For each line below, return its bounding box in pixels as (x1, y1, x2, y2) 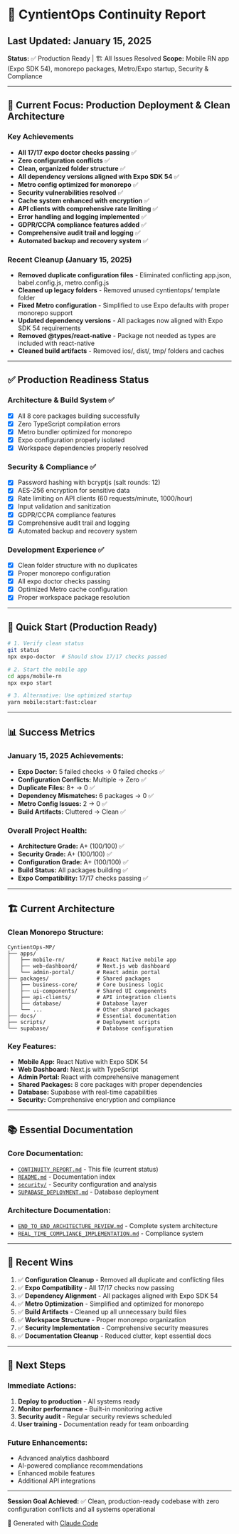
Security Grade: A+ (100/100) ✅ (17, 850, 112, 859)
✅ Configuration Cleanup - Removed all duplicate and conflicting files (17, 1275, 225, 1284)
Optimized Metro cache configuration (17, 585, 128, 594)
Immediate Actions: (7, 1381, 77, 1391)
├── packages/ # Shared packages (7, 975, 152, 982)
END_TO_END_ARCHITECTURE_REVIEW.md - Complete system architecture (17, 1222, 218, 1230)
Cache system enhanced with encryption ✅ (17, 196, 150, 205)
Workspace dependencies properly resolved (17, 444, 149, 452)
